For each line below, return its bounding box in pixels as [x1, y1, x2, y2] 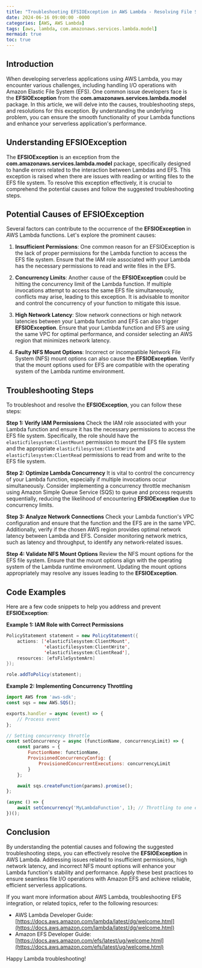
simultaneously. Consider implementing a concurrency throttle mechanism [6, 482, 191, 490]
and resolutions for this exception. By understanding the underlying [6, 107, 173, 114]
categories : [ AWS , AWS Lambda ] [6, 20, 85, 26]
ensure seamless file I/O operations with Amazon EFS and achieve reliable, [6, 875, 191, 882]
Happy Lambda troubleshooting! [6, 955, 86, 962]
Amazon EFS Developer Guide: [14, 930, 91, 937]
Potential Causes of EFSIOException [6, 209, 144, 220]
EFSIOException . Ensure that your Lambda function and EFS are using [14, 324, 189, 331]
